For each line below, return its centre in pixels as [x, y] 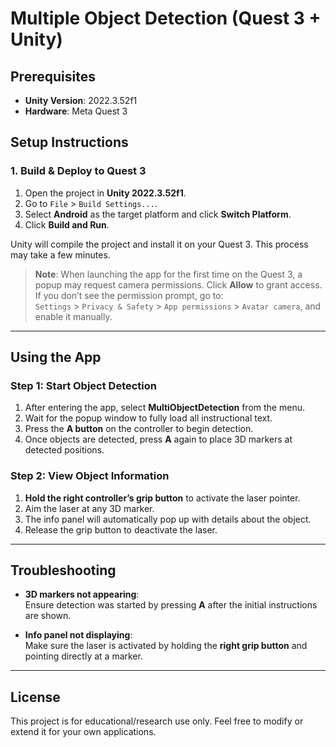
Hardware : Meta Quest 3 [76, 111]
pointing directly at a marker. [83, 656]
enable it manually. [73, 316]
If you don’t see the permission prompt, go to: [129, 295]
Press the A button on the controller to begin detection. [139, 429]
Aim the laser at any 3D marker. [89, 508]
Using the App [56, 357]
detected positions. [64, 450]
